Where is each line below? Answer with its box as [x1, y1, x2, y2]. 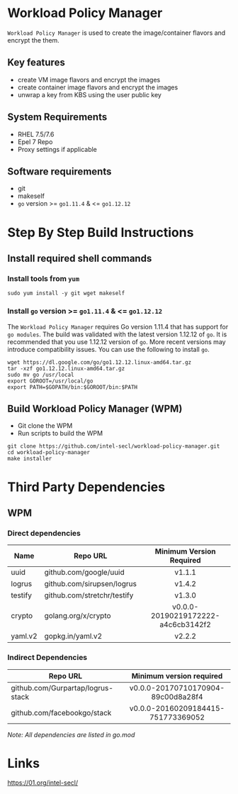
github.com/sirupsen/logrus [44, 579, 137, 589]
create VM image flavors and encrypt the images [17, 75, 161, 84]
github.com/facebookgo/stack [11, 707, 112, 717]
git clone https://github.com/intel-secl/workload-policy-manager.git [7, 443, 220, 450]
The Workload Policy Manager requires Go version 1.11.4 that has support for [7, 322, 229, 331]
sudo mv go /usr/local [7, 371, 74, 378]
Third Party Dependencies [7, 479, 165, 495]
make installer [7, 456, 52, 463]
